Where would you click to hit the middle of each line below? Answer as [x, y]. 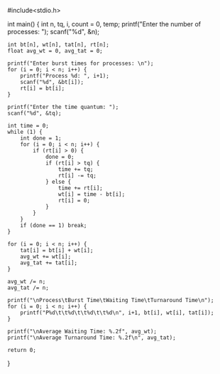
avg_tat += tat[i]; [49, 263]
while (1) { [25, 132]
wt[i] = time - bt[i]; [92, 194]
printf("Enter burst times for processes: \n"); [81, 63]
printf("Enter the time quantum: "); [63, 107]
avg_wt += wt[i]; [46, 256]
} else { [58, 182]
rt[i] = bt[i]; [43, 88]
